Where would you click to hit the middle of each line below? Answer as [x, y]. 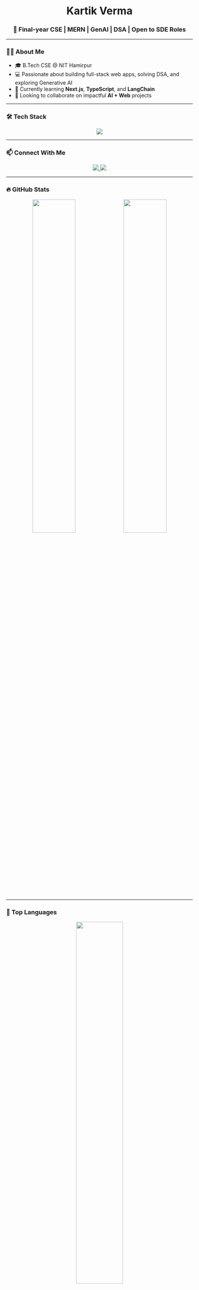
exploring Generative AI [44, 83]
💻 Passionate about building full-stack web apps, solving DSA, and [97, 74]
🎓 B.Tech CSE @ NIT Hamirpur [53, 65]
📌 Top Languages [32, 912]
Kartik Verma [99, 11]
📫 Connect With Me [36, 153]
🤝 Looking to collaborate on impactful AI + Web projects [83, 95]
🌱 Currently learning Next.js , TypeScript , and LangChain [85, 89]
